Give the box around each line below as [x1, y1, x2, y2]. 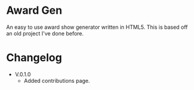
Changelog [6, 51, 62, 65]
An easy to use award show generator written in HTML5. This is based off [6, 23, 188, 31]
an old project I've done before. [6, 29, 84, 37]
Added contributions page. [23, 77, 90, 84]
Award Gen [6, 4, 63, 17]
